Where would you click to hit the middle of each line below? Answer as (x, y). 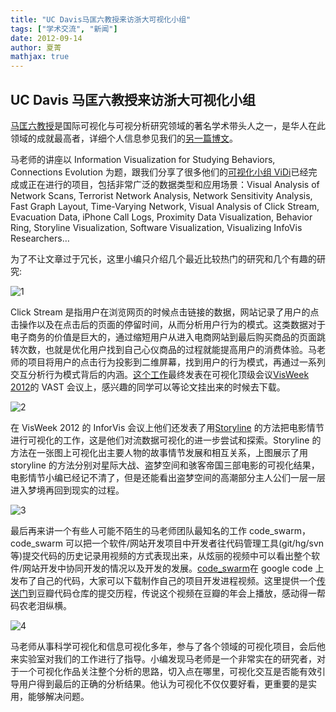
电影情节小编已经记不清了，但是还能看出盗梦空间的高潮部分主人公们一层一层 (168, 477)
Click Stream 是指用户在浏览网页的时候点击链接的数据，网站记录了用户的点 (165, 312)
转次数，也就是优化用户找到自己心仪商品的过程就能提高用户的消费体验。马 (163, 349)
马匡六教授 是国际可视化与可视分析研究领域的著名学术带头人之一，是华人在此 (168, 125)
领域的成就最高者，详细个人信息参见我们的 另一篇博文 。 (124, 138)
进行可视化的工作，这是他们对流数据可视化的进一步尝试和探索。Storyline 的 (166, 440)
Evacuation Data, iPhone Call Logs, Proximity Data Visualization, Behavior (161, 217)
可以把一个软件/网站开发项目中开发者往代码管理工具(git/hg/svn (194, 543)
